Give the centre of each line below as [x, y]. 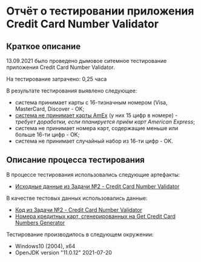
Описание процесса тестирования [76, 160]
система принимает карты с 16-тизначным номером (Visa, [91, 102]
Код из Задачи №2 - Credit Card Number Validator [78, 209]
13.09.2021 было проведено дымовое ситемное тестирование [87, 61]
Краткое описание [43, 46]
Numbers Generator [40, 223]
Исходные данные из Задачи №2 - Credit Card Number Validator [97, 186]
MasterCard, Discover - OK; [50, 109]
